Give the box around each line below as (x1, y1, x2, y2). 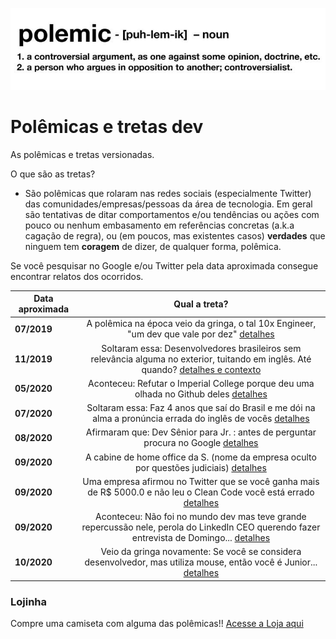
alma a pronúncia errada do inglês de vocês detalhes (92, 413, 310, 425)
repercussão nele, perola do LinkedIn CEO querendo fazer (81, 521, 321, 533)
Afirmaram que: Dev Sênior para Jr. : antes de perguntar (85, 426, 317, 438)
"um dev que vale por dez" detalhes (127, 328, 275, 340)
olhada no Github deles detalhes (134, 388, 268, 400)
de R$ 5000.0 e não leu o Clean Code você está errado (87, 486, 315, 498)
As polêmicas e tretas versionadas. (10, 148, 155, 160)
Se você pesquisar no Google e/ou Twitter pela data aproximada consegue (10, 259, 319, 272)
